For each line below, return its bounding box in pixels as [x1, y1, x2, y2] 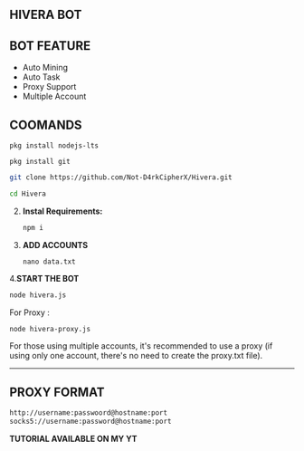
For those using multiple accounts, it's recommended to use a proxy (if [9, 340, 273, 351]
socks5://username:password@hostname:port [9, 417, 172, 427]
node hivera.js [9, 290, 67, 300]
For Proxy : [9, 307, 50, 318]
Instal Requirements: [22, 206, 103, 216]
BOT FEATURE [9, 38, 91, 53]
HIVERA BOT [9, 7, 82, 23]
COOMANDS [9, 117, 83, 132]
